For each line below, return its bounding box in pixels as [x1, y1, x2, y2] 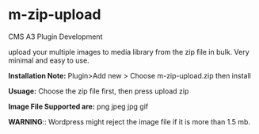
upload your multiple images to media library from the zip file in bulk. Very [8, 47, 249, 56]
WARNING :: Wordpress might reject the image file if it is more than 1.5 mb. [8, 117, 251, 126]
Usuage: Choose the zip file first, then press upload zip [8, 86, 189, 96]
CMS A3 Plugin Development [8, 32, 103, 41]
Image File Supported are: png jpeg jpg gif [8, 101, 149, 111]
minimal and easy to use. [8, 56, 90, 65]
